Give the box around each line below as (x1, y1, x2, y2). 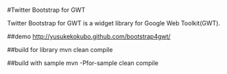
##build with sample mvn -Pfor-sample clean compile (7, 59, 159, 67)
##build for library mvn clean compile (7, 46, 113, 53)
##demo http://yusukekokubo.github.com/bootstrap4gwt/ (7, 32, 171, 40)
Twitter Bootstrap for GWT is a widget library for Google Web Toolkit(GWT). (7, 19, 221, 27)
